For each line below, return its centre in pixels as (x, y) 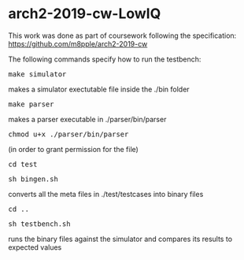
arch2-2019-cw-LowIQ (85, 14)
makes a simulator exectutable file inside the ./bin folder (99, 89)
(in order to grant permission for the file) (74, 149)
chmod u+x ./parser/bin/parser (68, 134)
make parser (31, 104)
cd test (23, 164)
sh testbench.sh (39, 224)
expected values (35, 247)
